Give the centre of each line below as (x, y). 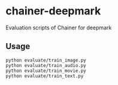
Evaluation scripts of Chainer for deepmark (59, 28)
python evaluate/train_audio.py (46, 65)
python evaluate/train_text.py (45, 76)
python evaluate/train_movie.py (46, 71)
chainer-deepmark (53, 11)
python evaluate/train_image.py (46, 60)
